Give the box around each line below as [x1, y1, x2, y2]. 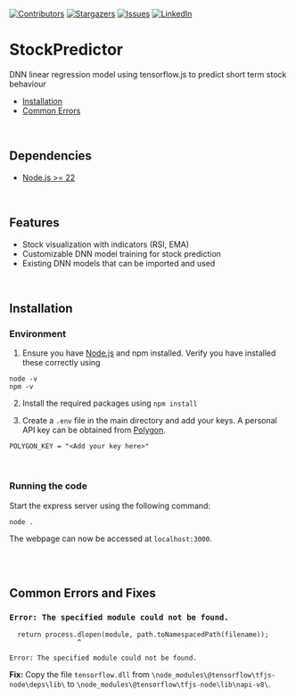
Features [9, 215, 60, 231]
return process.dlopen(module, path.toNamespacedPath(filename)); [17, 630, 269, 639]
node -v [9, 374, 38, 383]
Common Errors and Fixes [9, 585, 156, 601]
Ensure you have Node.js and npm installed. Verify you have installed [21, 348, 276, 358]
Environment [9, 327, 67, 340]
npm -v [9, 382, 34, 391]
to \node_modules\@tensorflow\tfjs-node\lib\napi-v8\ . [67, 678, 271, 690]
